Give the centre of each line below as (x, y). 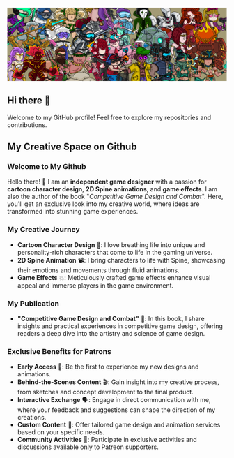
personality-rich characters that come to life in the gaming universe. (115, 252)
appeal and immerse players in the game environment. (95, 285)
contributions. (27, 125)
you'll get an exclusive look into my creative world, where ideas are (103, 204)
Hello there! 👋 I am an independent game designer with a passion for (107, 182)
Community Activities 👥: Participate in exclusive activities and (107, 440)
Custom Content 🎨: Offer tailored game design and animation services (119, 425)
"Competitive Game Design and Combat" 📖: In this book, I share (111, 318)
